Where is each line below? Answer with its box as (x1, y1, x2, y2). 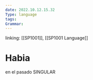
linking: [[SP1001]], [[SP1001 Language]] (5, 35, 88, 41)
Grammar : (5, 21, 24, 26)
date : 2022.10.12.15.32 (5, 7, 55, 12)
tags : (5, 16, 17, 21)
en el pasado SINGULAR (5, 69, 56, 75)
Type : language (5, 12, 37, 17)
